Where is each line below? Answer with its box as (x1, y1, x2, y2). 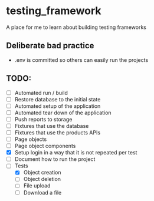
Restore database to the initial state (14, 95, 101, 103)
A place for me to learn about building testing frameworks (6, 24, 146, 31)
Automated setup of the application (14, 102, 101, 110)
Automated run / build (14, 89, 68, 96)
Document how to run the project (14, 156, 96, 163)
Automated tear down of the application (14, 109, 112, 116)
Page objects (14, 136, 47, 143)
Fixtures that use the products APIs (14, 128, 101, 136)
